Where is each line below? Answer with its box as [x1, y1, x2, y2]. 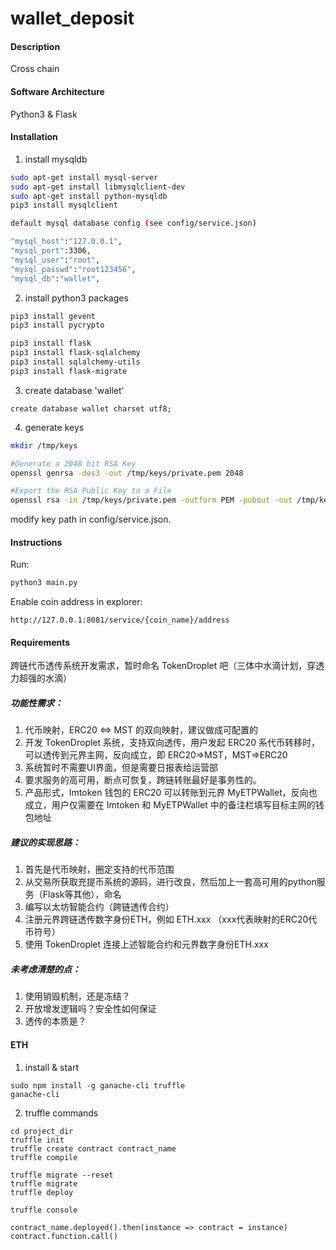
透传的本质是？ [24, 1015, 87, 1027]
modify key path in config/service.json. [10, 513, 172, 526]
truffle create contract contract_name [10, 1143, 177, 1154]
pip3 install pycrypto [10, 320, 105, 331]
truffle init [10, 1135, 65, 1145]
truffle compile [10, 1152, 78, 1162]
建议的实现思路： [10, 837, 81, 849]
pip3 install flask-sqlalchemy [10, 348, 141, 358]
